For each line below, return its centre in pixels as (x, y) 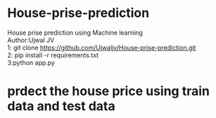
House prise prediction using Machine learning (75, 33)
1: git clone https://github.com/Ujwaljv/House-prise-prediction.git (102, 47)
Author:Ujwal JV (31, 40)
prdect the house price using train (108, 92)
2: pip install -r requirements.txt (53, 55)
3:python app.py (31, 62)
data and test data (61, 106)
